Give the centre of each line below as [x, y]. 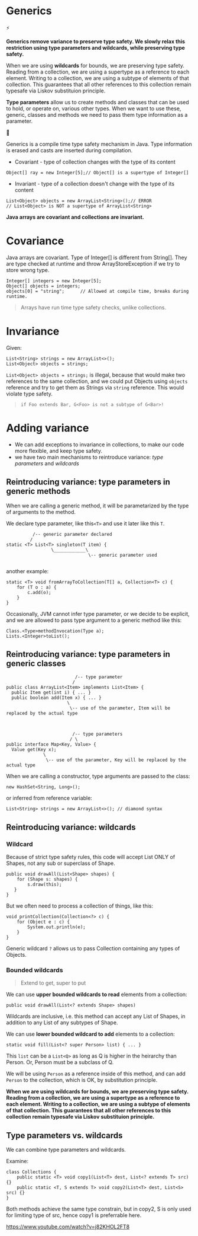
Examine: [17, 1161]
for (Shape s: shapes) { [47, 879]
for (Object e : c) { [43, 922]
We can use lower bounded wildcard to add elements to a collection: [91, 1034]
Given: [14, 347]
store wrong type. [28, 270]
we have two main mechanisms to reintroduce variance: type [89, 457]
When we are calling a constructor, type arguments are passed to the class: [98, 776]
